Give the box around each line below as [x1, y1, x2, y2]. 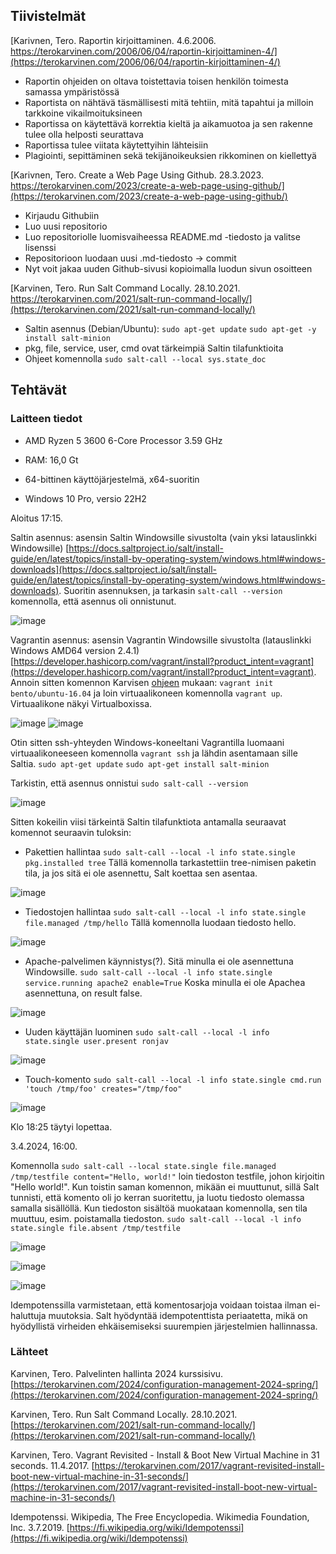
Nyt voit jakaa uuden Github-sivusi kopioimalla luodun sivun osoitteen [24, 262, 313, 274]
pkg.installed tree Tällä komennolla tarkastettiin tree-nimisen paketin [24, 856, 317, 868]
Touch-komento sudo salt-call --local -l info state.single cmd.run [24, 1073, 322, 1085]
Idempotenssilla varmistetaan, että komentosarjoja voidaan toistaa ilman [10, 1299, 307, 1311]
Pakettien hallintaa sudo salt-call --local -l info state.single [24, 845, 296, 858]
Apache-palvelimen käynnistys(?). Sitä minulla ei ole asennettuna [24, 955, 294, 967]
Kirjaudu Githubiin [24, 209, 100, 221]
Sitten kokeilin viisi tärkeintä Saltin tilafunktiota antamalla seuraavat [10, 815, 287, 828]
